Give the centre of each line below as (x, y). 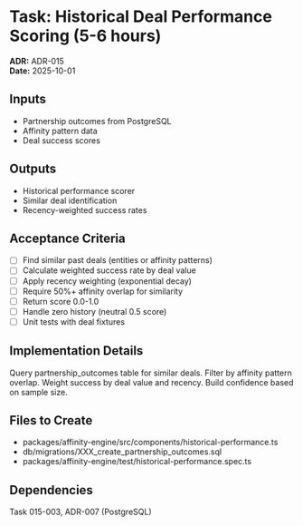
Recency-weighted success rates (85, 209)
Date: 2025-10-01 (43, 71)
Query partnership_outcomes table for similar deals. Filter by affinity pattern (151, 373)
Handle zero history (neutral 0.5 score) (95, 311)
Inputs (28, 99)
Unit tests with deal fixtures (73, 321)
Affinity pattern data (60, 131)
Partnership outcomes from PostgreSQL (97, 121)
